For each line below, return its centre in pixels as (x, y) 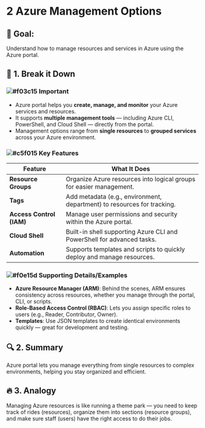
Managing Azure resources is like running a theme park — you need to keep (102, 405)
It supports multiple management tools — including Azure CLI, (95, 118)
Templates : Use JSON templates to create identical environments (98, 321)
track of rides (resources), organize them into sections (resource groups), (99, 412)
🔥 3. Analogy (31, 391)
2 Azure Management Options (84, 11)
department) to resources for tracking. (121, 204)
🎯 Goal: (20, 34)
